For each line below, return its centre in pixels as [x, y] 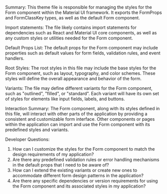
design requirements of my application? [53, 154]
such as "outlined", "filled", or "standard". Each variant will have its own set [82, 94]
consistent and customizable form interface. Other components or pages [80, 119]
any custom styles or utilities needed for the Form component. [69, 38]
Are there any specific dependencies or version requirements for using [85, 181]
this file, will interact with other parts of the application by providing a [76, 114]
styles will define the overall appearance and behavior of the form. [74, 79]
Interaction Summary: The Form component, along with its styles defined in [83, 108]
